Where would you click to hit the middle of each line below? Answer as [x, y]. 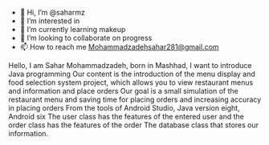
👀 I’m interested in [50, 21]
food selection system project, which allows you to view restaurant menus [131, 83]
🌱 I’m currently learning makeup [73, 29]
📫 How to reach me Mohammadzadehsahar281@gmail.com [119, 47]
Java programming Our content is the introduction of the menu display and [132, 74]
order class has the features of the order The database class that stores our [134, 125]
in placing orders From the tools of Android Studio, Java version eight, [124, 108]
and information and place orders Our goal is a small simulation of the [123, 91]
